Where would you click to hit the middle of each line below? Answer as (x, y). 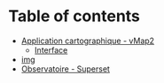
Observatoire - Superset (65, 69)
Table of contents (74, 16)
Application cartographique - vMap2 (88, 41)
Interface (51, 49)
